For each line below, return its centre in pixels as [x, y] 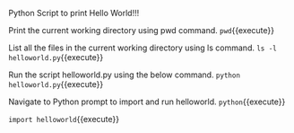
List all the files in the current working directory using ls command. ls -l [143, 48]
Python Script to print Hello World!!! [74, 13]
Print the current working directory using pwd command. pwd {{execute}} [142, 30]
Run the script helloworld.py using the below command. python [125, 75]
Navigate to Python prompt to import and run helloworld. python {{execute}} [147, 102]
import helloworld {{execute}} [64, 119]
